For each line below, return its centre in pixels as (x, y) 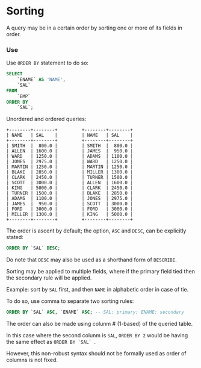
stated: (15, 237)
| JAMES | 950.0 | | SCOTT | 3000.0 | (70, 204)
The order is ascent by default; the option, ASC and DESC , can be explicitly (96, 231)
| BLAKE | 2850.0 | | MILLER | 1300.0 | (70, 172)
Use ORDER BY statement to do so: (48, 63)
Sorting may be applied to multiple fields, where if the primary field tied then (101, 272)
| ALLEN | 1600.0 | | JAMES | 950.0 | (70, 151)
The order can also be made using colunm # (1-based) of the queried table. (100, 324)
